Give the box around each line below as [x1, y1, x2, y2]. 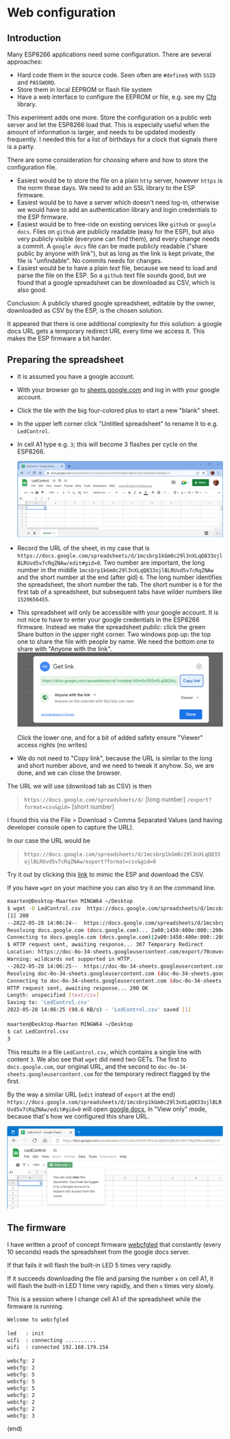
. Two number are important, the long [100, 559, 205, 567]
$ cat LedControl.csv [7, 1028, 69, 1035]
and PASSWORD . [16, 78, 56, 86]
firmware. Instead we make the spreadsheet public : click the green [16, 623, 206, 631]
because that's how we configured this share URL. [7, 1112, 149, 1120]
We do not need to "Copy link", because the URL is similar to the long [16, 754, 213, 762]
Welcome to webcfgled [7, 1316, 69, 1323]
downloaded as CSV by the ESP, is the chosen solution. [7, 307, 164, 314]
